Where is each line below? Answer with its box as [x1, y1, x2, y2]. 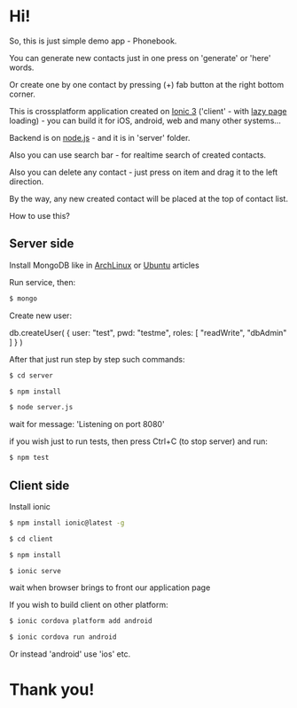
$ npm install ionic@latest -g [9, 518, 125, 527]
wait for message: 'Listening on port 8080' [9, 419, 166, 430]
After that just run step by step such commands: [9, 354, 185, 364]
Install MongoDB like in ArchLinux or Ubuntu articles [9, 260, 199, 270]
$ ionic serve [9, 566, 62, 575]
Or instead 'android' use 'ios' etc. [9, 649, 131, 659]
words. [9, 62, 35, 73]
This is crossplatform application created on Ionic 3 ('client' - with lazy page [9, 105, 287, 116]
